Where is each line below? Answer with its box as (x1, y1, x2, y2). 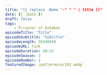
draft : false (5, 16, 32, 21)
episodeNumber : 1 (5, 58, 41, 63)
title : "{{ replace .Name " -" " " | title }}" (5, 7, 103, 12)
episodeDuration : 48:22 (5, 48, 54, 53)
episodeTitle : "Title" (5, 30, 52, 35)
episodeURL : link (5, 44, 41, 49)
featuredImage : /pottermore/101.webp (5, 62, 83, 67)
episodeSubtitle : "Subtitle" (5, 35, 65, 40)
